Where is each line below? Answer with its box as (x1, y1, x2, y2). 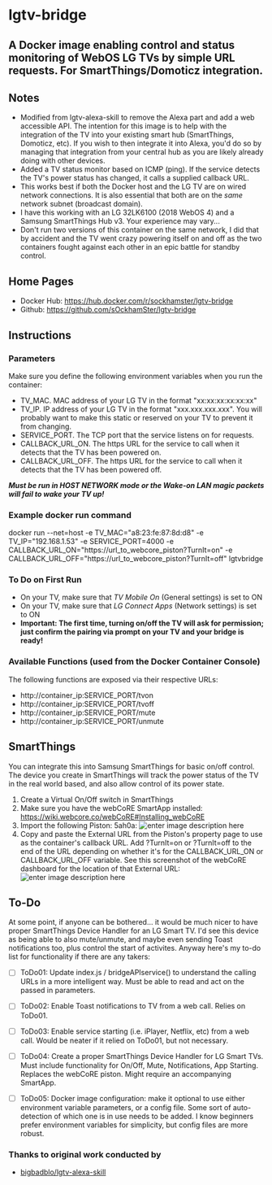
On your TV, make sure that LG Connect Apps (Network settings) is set (19, 601, 257, 611)
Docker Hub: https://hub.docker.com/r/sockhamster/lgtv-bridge (19, 296, 234, 306)
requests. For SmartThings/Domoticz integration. (8, 63, 264, 77)
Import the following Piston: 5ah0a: (19, 820, 138, 830)
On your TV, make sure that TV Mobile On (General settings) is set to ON (19, 592, 262, 603)
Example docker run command (8, 509, 132, 521)
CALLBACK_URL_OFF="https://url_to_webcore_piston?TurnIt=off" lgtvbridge (8, 554, 264, 564)
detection (19, 1111, 53, 1121)
